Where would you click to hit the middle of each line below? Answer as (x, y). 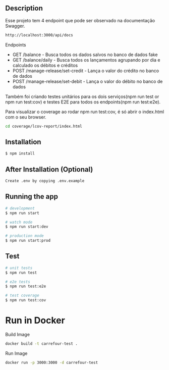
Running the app (32, 197)
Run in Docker (35, 321)
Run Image (16, 353)
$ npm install (20, 153)
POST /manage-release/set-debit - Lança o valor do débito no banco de (88, 81)
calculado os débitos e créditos (45, 65)
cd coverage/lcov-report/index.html (44, 126)
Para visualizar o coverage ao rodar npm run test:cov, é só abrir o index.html (85, 112)
